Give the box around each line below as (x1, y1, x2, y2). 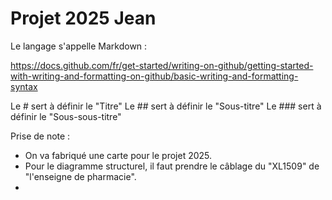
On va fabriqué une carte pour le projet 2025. (24, 149, 213, 161)
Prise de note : (10, 130, 71, 142)
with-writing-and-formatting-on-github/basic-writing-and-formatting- (10, 70, 299, 82)
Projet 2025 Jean (10, 7, 157, 30)
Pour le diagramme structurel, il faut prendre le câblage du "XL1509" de (24, 160, 320, 172)
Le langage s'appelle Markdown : (10, 40, 148, 52)
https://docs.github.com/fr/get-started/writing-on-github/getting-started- (10, 59, 314, 71)
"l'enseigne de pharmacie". (24, 170, 137, 182)
